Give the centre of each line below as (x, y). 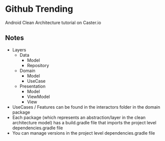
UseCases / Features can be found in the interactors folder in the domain (86, 107)
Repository (38, 65)
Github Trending (39, 9)
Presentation (33, 86)
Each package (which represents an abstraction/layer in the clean (79, 117)
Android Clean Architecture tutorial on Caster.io (53, 23)
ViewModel (38, 96)
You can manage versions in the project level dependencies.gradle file (83, 133)
